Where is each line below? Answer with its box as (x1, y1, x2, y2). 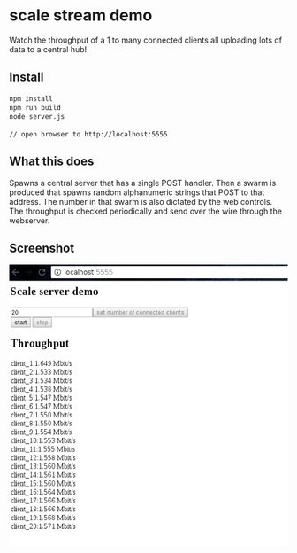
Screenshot (9, 240, 75, 255)
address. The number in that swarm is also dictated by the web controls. (9, 196, 273, 206)
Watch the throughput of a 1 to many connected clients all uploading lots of (9, 35, 283, 45)
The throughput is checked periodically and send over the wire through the (9, 206, 283, 216)
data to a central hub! (9, 43, 88, 54)
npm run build (9, 103, 62, 112)
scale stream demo (9, 5, 153, 26)
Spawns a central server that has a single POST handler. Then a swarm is (9, 177, 277, 188)
